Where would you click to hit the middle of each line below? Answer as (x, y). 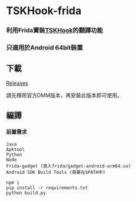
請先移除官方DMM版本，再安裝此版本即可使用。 (64, 95)
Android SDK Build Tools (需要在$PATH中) (56, 173)
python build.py (26, 193)
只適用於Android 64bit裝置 (45, 48)
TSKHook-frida (44, 11)
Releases (17, 83)
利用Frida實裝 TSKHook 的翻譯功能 (54, 31)
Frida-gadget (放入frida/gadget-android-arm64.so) (69, 166)
